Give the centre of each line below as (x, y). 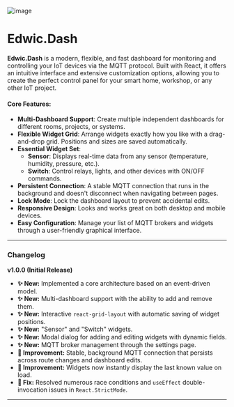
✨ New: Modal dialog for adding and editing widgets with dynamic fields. (122, 337)
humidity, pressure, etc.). (63, 164)
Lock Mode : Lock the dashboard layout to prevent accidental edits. (114, 201)
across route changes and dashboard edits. (80, 360)
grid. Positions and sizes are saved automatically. (117, 141)
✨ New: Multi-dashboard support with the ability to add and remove (115, 299)
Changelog (26, 255)
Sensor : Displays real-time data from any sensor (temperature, (118, 156)
